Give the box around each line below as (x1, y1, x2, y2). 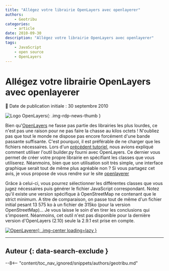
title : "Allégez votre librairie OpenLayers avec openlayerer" (5, 7, 141, 13)
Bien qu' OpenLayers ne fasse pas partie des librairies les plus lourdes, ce (5, 123, 157, 129)
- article (14, 26, 35, 31)
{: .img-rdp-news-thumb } (47, 113, 101, 119)
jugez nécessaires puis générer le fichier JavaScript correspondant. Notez (5, 186, 159, 192)
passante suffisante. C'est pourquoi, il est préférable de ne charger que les (5, 139, 160, 145)
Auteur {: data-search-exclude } (5, 247, 109, 255)
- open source (14, 49, 44, 54)
